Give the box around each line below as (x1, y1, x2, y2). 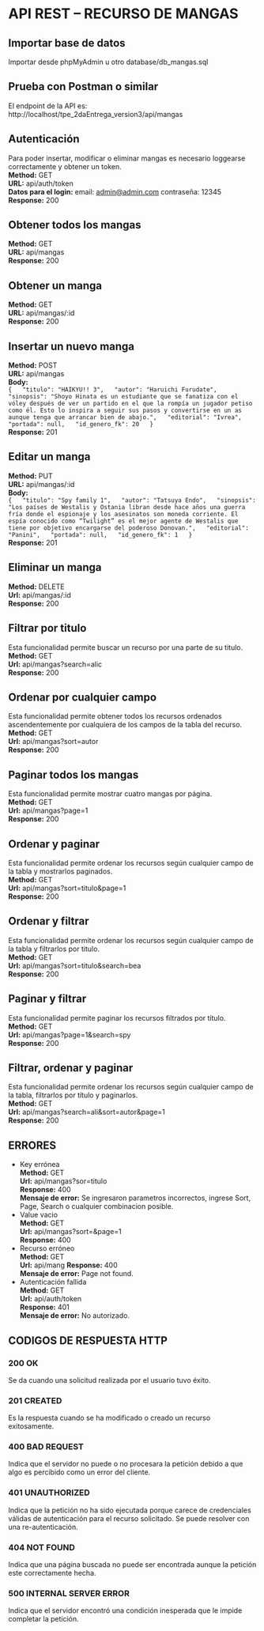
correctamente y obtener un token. (8, 161, 123, 171)
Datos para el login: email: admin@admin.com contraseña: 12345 (8, 187, 221, 196)
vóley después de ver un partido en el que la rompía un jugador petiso (8, 400, 253, 408)
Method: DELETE (8, 582, 65, 591)
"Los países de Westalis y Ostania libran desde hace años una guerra (8, 503, 246, 511)
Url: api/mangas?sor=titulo (19, 1176, 107, 1186)
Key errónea (19, 1160, 60, 1169)
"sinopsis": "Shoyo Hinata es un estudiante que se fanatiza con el (8, 393, 239, 401)
